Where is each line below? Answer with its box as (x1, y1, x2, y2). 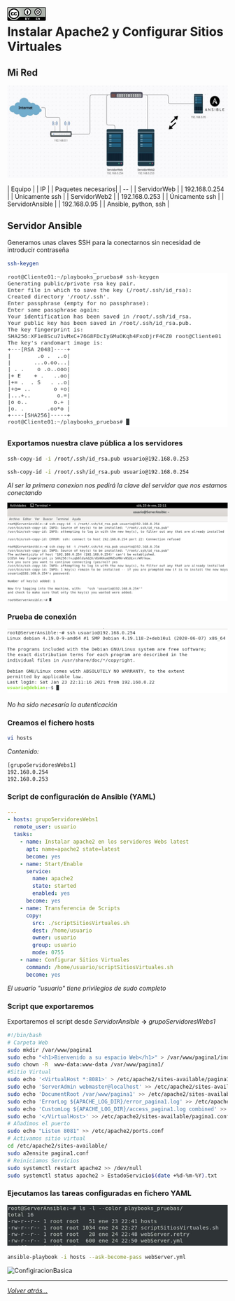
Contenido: (7, 747, 40, 756)
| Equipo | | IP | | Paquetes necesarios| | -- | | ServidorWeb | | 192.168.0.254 (7, 185, 225, 193)
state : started (32, 882, 77, 890)
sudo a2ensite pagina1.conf (7, 1150, 90, 1157)
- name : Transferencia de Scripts (20, 905, 120, 912)
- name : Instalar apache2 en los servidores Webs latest (20, 838, 190, 845)
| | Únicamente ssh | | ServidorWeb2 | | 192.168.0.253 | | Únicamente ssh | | (7, 192, 225, 200)
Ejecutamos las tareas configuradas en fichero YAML (7, 1188, 192, 1198)
